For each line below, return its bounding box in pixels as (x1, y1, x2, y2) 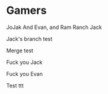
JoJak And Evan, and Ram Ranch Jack (6, 23, 103, 31)
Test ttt (6, 82, 24, 89)
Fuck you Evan (6, 70, 43, 77)
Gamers (6, 4, 47, 17)
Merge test (6, 46, 34, 54)
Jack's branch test (6, 35, 52, 42)
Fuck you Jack (6, 58, 43, 66)
